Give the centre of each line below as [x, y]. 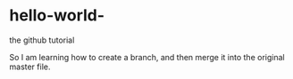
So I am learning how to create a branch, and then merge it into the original [147, 57]
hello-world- [57, 16]
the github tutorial [42, 40]
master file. [30, 67]
